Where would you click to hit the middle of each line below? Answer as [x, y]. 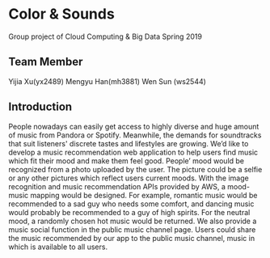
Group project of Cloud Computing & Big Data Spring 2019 [105, 36]
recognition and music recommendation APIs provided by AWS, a [117, 186]
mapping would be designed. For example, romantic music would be [144, 195]
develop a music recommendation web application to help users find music [133, 152]
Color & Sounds [61, 14]
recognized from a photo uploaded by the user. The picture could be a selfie [135, 169]
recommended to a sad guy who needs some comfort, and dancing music [131, 204]
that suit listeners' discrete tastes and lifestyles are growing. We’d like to [129, 143]
